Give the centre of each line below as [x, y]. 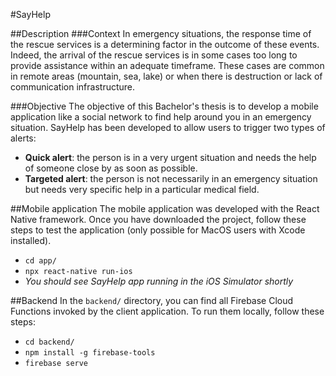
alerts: [23, 138]
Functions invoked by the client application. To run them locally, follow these [167, 311]
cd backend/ [49, 342]
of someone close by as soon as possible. [111, 168]
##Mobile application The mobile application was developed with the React [165, 208]
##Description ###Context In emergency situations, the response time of [161, 33]
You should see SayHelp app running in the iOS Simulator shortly [159, 281]
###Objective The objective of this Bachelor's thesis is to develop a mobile [164, 106]
